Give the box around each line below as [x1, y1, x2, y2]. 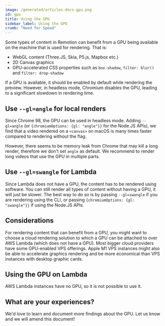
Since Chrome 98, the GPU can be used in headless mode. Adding [5, 117, 141, 123]
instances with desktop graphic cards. [5, 256, 83, 262]
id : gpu [5, 12, 21, 17]
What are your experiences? [5, 298, 95, 306]
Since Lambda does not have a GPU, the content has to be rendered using [5, 181, 157, 187]
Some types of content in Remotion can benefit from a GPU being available [5, 39, 159, 45]
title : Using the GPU [5, 16, 50, 21]
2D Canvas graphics [12, 59, 54, 65]
